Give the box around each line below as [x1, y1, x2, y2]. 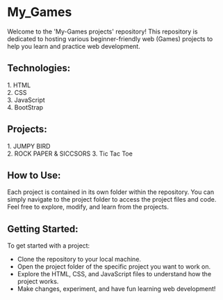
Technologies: [7, 62, 71, 74]
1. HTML [7, 81, 31, 89]
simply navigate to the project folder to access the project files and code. [7, 195, 217, 204]
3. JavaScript [7, 96, 45, 104]
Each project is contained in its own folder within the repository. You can [7, 188, 214, 196]
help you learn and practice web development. [7, 42, 140, 50]
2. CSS [7, 88, 27, 96]
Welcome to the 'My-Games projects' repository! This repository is [7, 27, 198, 36]
